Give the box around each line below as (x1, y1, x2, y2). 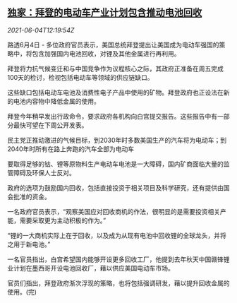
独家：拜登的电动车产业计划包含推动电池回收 (7, 6, 202, 19)
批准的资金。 (13, 192, 51, 201)
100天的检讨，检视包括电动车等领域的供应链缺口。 (7, 73, 154, 81)
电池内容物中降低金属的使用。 (13, 97, 100, 105)
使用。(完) (7, 287, 37, 296)
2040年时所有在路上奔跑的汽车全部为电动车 (7, 144, 135, 153)
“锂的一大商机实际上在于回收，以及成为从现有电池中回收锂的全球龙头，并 (7, 231, 221, 239)
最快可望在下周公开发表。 (13, 121, 88, 129)
